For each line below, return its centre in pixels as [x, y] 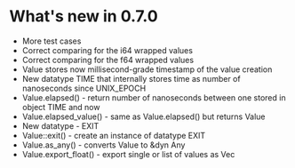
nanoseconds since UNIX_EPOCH [84, 88]
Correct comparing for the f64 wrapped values [108, 60]
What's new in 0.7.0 [84, 16]
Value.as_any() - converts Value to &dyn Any [104, 145]
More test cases [52, 41]
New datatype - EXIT [60, 125]
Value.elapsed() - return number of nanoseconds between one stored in [154, 97]
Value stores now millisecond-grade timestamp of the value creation [147, 69]
